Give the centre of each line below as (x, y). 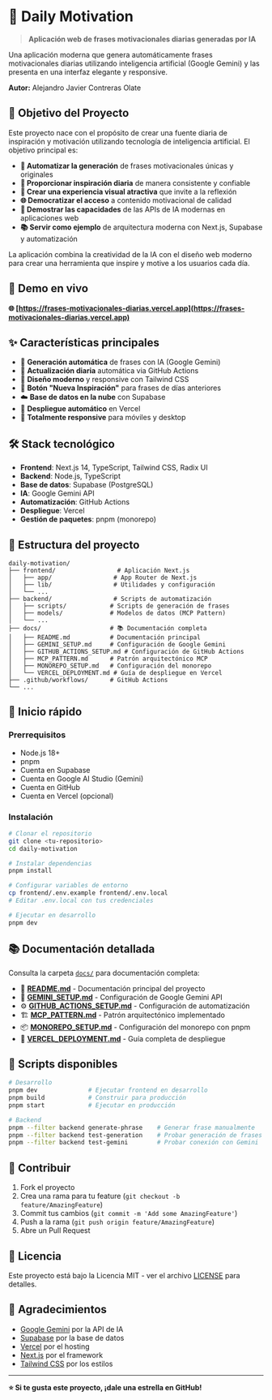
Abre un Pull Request (55, 1230)
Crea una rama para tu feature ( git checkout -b (100, 1196)
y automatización (49, 238)
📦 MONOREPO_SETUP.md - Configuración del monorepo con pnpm (135, 1027)
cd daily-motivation (43, 848)
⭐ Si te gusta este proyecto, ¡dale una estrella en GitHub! (105, 1387)
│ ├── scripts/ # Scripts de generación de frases (119, 606)
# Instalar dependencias (50, 863)
